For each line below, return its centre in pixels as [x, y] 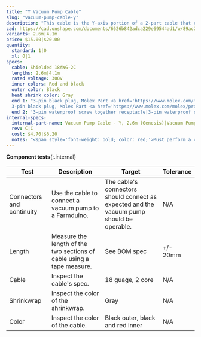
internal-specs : [26, 117]
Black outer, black [130, 318]
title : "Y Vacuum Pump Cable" [44, 12]
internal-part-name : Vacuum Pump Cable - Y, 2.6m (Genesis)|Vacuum [98, 123]
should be [119, 219]
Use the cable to [74, 193]
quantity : [19, 45]
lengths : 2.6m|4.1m [36, 73]
